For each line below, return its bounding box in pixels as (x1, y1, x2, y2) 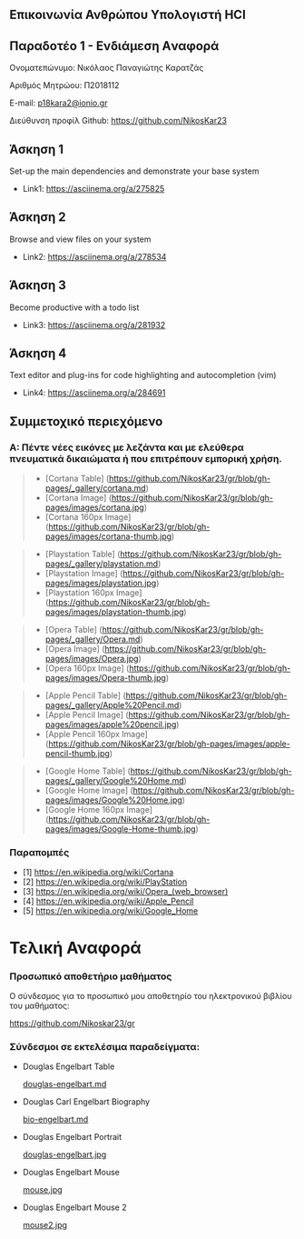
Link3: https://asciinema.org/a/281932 (22, 319, 166, 330)
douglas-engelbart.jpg (22, 1149, 107, 1160)
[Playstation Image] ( (44, 568, 123, 579)
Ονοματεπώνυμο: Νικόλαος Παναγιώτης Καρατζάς (9, 63, 204, 74)
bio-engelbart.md (22, 1114, 89, 1125)
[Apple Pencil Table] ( (44, 690, 127, 701)
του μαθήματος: (9, 1000, 70, 1011)
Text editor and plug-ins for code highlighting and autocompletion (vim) (9, 370, 277, 381)
